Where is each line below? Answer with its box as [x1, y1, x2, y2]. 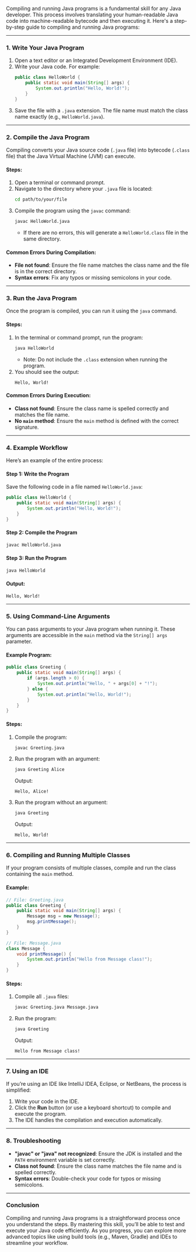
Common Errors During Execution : [6, 392, 92, 399]
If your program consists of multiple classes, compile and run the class [6, 864, 176, 871]
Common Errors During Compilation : [6, 249, 96, 256]
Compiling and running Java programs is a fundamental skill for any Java [6, 5, 181, 12]
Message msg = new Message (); [27, 913, 100, 919]
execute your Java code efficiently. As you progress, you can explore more [6, 1227, 187, 1234]
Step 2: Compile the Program [6, 529, 78, 536]
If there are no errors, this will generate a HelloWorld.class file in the [23, 229, 188, 236]
